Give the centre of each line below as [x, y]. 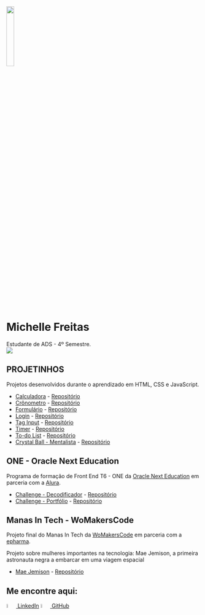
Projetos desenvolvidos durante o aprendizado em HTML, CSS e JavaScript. [103, 384]
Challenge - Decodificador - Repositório [66, 494]
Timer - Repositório [40, 428]
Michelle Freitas [48, 327]
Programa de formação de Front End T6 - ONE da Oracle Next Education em [103, 476]
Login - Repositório [40, 416]
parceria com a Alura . [34, 482]
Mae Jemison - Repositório [49, 572]
